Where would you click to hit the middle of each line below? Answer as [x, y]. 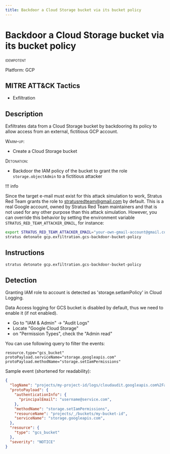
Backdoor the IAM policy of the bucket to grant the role [70, 171]
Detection [21, 281]
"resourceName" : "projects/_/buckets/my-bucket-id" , [71, 414]
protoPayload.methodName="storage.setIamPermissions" [63, 362]
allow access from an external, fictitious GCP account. [62, 132]
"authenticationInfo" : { [40, 395]
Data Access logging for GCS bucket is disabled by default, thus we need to [84, 308]
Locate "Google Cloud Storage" [46, 329]
